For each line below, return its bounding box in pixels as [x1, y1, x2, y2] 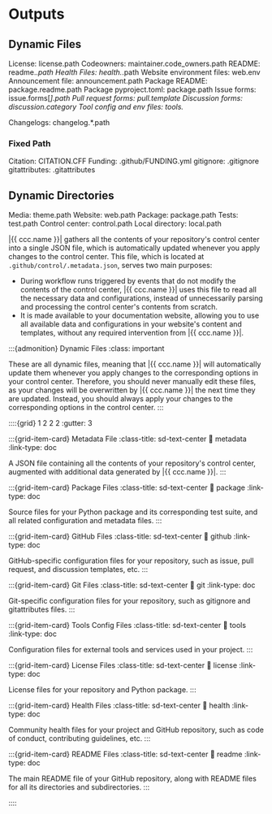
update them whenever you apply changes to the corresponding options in [8, 368, 258, 378]
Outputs [8, 5, 65, 24]
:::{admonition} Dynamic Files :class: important [8, 344, 165, 353]
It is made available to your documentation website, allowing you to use [19, 310, 260, 321]
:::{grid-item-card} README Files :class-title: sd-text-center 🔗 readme [8, 749, 243, 760]
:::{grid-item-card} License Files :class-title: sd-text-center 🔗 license [8, 660, 238, 670]
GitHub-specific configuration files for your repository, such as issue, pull [8, 556, 254, 565]
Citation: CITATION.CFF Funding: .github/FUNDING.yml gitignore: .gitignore [8, 156, 260, 167]
